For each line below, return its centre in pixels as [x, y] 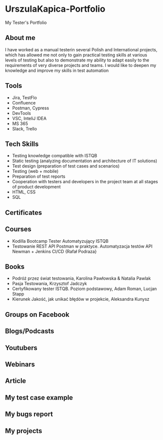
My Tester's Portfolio [26, 22]
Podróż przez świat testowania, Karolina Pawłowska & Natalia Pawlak [81, 278]
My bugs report [29, 414]
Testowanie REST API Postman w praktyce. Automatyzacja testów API [82, 246]
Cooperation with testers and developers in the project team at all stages [85, 182]
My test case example [39, 397]
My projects [24, 431]
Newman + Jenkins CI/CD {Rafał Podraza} [54, 251]
